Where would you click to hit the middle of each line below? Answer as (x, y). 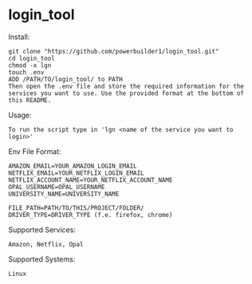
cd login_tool (32, 58)
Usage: (20, 115)
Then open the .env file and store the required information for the (126, 86)
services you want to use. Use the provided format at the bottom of (126, 93)
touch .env (26, 72)
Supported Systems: (42, 259)
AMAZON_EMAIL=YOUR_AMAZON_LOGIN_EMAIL (73, 166)
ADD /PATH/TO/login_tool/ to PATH (66, 79)
